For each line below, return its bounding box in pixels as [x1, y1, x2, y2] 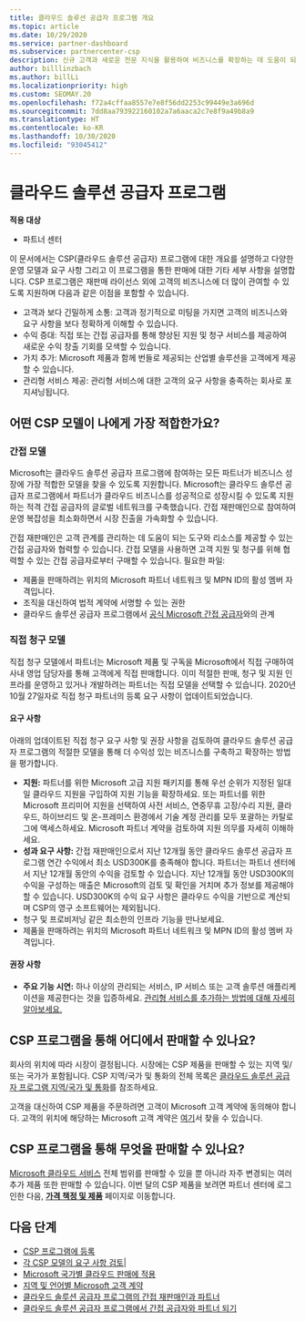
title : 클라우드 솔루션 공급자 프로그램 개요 [9, 13, 155, 23]
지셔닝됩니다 [22, 386, 68, 397]
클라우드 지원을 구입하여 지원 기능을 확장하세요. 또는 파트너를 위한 [32, 788, 266, 799]
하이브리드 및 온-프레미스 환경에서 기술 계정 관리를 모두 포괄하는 [42, 811, 270, 822]
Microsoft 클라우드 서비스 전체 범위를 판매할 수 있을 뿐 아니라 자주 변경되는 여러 [9, 1167, 293, 1178]
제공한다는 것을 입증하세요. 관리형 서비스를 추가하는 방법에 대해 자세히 [46, 992, 296, 1003]
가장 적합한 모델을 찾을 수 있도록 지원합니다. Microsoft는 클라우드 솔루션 [25, 479, 283, 490]
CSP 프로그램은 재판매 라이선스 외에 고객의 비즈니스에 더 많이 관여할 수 [28, 275, 280, 287]
